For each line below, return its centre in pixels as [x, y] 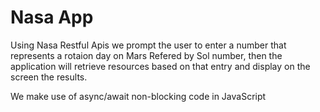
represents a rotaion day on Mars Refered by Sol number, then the [146, 55]
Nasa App [52, 17]
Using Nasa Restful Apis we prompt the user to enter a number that [148, 45]
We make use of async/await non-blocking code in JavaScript [138, 96]
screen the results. [49, 77]
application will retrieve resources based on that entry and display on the [160, 66]
